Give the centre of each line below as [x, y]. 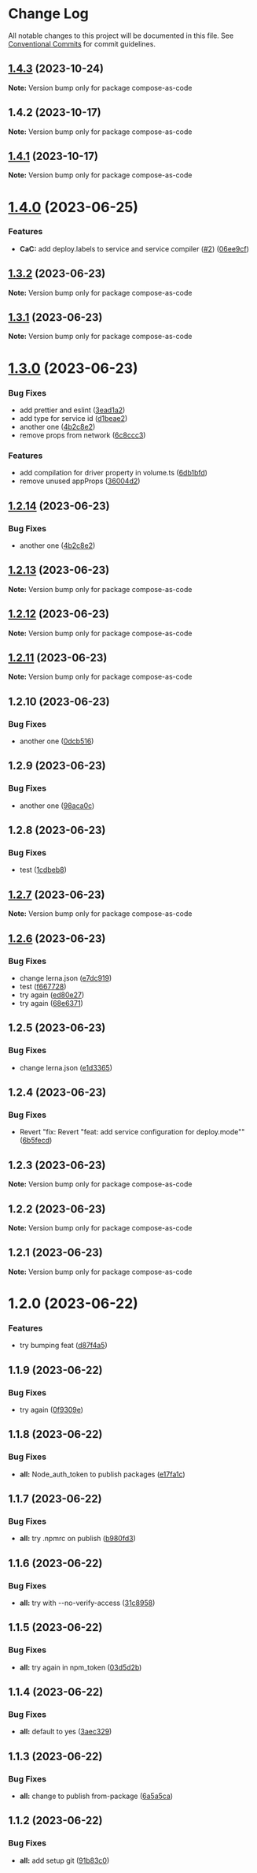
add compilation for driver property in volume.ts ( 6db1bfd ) [114, 473]
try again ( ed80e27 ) [52, 995]
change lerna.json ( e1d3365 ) [66, 1067]
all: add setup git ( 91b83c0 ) [64, 1860]
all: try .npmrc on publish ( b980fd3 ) [77, 1539]
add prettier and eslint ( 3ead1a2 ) [72, 410]
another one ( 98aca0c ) [57, 806]
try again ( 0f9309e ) [51, 1409]
